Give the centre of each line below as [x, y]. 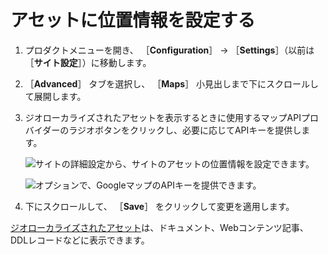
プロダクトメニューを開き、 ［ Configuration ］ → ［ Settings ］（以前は [169, 50]
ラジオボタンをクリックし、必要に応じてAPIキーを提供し [185, 130]
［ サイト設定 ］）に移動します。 [88, 62]
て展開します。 [55, 96]
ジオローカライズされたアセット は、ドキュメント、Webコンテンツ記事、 [159, 227]
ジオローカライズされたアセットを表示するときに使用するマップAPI [163, 117]
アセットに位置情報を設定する [133, 20]
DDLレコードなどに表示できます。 [80, 240]
